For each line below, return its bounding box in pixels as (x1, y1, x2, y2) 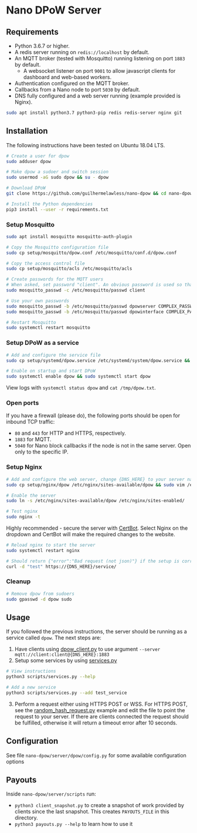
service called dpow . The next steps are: (6, 634, 101, 641)
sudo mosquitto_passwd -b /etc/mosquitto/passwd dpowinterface (6, 309, 164, 314)
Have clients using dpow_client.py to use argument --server (14, 646, 161, 653)
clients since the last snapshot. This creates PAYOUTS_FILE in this (14, 808, 170, 815)
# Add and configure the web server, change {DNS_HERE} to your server (6, 476, 185, 482)
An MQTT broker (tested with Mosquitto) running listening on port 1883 (14, 55, 185, 62)
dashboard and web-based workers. (23, 74, 112, 80)
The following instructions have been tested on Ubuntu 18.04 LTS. (6, 141, 165, 148)
